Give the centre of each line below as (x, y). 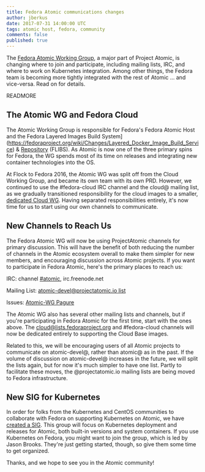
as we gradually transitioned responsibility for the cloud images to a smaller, (102, 193)
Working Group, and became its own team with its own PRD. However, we (99, 181)
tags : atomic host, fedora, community (56, 29)
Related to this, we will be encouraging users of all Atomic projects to (93, 345)
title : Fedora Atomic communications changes (65, 12)
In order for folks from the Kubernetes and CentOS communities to (90, 412)
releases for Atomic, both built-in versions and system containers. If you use (102, 432)
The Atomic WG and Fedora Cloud (72, 115)
